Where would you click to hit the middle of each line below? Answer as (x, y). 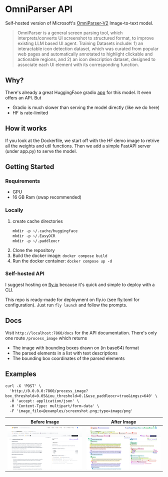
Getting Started (30, 167)
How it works (26, 128)
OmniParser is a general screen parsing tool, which (70, 32)
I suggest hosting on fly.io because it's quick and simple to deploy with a (80, 284)
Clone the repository (33, 250)
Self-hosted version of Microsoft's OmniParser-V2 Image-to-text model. (79, 23)
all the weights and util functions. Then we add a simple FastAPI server (78, 145)
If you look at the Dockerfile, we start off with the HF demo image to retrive (82, 140)
